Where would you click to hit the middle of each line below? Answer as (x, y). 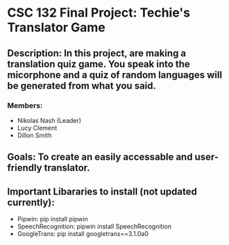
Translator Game (57, 27)
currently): (31, 202)
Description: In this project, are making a (97, 53)
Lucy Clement (37, 128)
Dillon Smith (34, 135)
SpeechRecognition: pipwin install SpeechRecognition (94, 226)
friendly (25, 168)
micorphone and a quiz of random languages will (115, 75)
